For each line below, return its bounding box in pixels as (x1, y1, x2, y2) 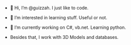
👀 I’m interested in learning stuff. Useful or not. (10, 15, 108, 20)
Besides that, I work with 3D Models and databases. (10, 34, 119, 40)
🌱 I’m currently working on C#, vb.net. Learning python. (10, 24, 126, 30)
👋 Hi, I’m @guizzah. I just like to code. (10, 5, 89, 11)
